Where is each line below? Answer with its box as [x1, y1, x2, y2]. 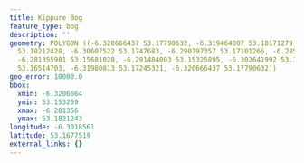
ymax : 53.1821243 [17, 114, 83, 123]
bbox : [9, 81, 30, 90]
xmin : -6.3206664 [17, 89, 83, 98]
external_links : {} [9, 139, 83, 149]
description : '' [9, 30, 71, 39]
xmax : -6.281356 [17, 106, 79, 115]
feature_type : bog [9, 22, 79, 31]
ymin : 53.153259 [17, 97, 79, 107]
